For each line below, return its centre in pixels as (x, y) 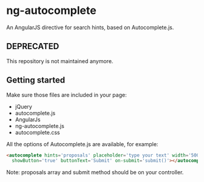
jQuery (23, 106)
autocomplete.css (37, 132)
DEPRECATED (33, 46)
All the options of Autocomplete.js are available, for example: (82, 144)
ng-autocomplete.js (40, 126)
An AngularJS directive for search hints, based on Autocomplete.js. (90, 27)
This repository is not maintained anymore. (60, 61)
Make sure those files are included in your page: (66, 95)
